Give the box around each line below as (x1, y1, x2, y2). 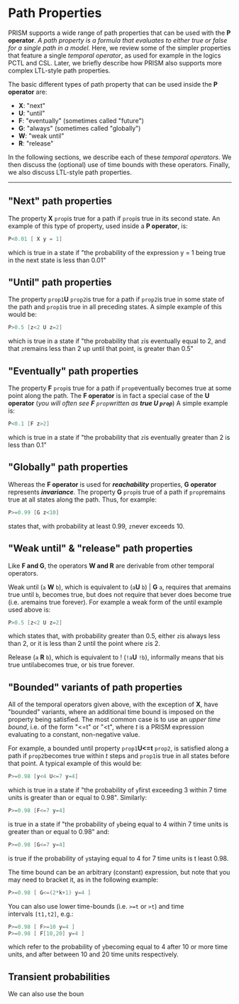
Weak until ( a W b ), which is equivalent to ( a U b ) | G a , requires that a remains (8, 583, 231, 591)
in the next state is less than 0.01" (8, 256, 106, 264)
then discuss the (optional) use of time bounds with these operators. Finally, (8, 160, 230, 168)
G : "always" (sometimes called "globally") (18, 124, 141, 132)
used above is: (8, 605, 51, 614)
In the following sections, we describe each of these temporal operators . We (8, 153, 232, 161)
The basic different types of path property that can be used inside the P (8, 80, 218, 88)
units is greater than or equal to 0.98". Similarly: (8, 794, 148, 802)
